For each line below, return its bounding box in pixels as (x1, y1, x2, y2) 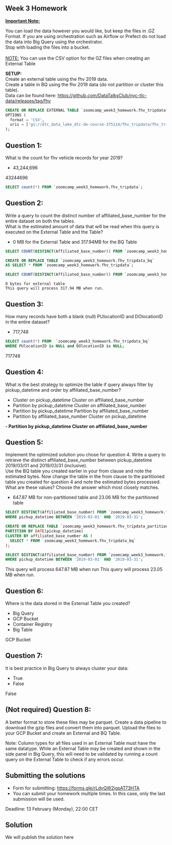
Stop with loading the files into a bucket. (5, 44, 91, 50)
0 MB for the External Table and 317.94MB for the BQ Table (12, 238, 137, 245)
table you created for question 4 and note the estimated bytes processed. (5, 479, 161, 485)
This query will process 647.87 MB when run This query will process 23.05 (5, 566, 163, 573)
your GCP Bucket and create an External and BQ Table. (5, 730, 121, 736)
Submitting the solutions (5, 771, 85, 780)
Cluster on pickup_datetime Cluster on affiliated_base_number (12, 397, 144, 403)
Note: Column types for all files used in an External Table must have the (5, 740, 156, 746)
